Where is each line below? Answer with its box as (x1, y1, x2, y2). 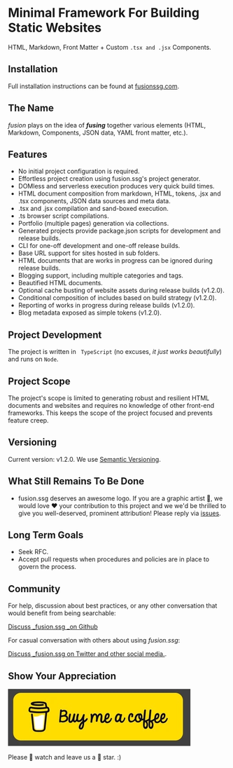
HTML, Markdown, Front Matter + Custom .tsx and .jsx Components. (8, 43, 212, 51)
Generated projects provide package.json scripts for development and (17, 226, 221, 235)
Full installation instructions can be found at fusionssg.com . (8, 82, 180, 90)
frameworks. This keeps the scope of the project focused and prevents (8, 409, 213, 417)
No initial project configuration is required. (17, 167, 140, 176)
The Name (8, 102, 55, 114)
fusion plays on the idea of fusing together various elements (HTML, (8, 121, 206, 129)
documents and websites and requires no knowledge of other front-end (8, 402, 215, 409)
